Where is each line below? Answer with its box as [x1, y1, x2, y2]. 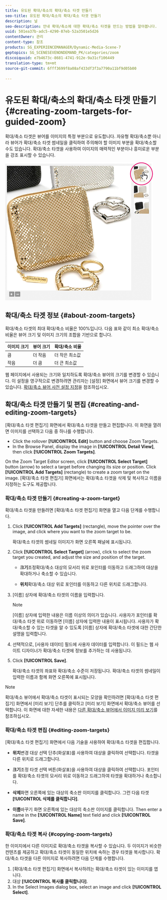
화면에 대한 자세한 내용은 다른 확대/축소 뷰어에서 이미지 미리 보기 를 [29, 707, 158, 713]
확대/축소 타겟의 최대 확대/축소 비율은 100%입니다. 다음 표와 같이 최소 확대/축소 [5, 325, 159, 331]
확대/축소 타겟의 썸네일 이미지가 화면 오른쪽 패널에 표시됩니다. [12, 539, 133, 545]
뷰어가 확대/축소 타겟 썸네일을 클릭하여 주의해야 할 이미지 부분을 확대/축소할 [10, 140, 157, 146]
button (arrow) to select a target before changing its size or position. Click [5, 464, 157, 470]
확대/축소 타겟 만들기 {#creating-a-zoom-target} [5, 495, 121, 502]
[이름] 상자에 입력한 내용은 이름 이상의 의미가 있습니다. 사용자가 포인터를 [12, 612, 153, 618]
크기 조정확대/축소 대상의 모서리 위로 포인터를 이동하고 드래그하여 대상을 [19, 565, 159, 571]
